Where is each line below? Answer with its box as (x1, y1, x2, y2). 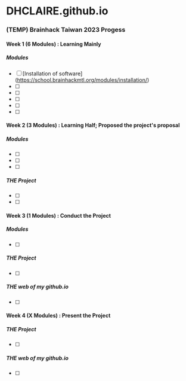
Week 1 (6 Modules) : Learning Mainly (6, 40, 101, 47)
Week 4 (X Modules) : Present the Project (6, 312, 111, 319)
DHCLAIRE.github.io (6, 4, 108, 18)
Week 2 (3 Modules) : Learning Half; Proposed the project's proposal (6, 121, 180, 129)
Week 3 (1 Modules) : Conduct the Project (6, 212, 111, 219)
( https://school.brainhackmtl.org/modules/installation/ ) (14, 76, 150, 83)
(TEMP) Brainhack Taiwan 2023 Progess (6, 26, 126, 34)
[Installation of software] (22, 70, 83, 77)
